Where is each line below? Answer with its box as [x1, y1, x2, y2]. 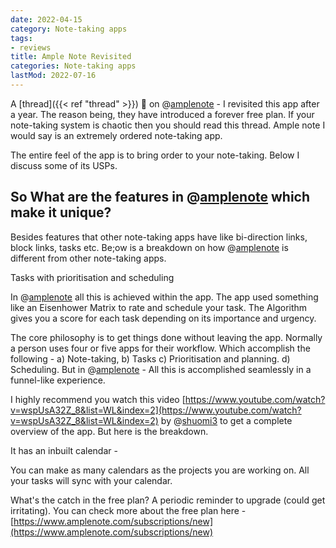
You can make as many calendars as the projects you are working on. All [10, 464, 310, 476]
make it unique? [10, 204, 112, 221]
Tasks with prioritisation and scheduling [10, 271, 175, 283]
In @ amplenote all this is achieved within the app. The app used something [10, 291, 319, 303]
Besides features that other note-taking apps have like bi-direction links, [10, 231, 308, 243]
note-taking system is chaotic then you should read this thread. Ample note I [10, 119, 326, 131]
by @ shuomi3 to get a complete [160, 414, 293, 426]
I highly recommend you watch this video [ [10, 393, 186, 405]
